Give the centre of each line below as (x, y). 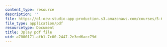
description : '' (22, 14)
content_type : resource (30, 10)
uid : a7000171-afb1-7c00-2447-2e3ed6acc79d (51, 37)
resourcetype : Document (30, 28)
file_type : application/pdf (34, 23)
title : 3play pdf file (29, 32)
